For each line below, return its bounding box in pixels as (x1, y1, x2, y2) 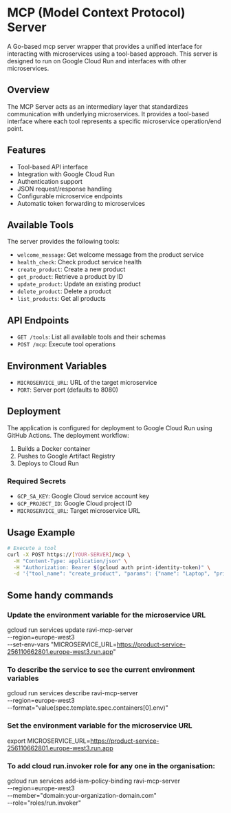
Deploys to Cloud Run (16, 459, 79, 467)
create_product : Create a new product (16, 265, 126, 273)
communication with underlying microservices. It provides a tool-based (7, 109, 210, 118)
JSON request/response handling (16, 184, 112, 193)
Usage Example (7, 527, 76, 538)
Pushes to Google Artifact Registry (16, 452, 115, 460)
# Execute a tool (7, 545, 57, 551)
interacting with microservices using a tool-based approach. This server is (7, 50, 218, 58)
